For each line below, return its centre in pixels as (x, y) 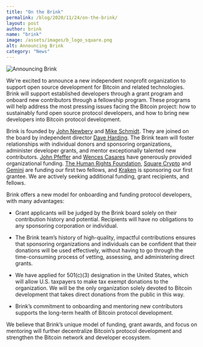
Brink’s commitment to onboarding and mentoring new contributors (99, 306)
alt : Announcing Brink (35, 46)
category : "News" (28, 52)
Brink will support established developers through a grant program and (95, 93)
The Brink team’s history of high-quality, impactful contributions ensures (105, 237)
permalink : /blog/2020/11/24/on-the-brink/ (62, 18)
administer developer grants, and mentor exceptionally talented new (92, 150)
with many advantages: (35, 201)
